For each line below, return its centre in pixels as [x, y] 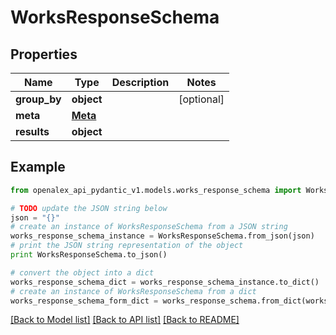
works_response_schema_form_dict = [84, 301]
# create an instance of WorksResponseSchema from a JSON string [149, 227]
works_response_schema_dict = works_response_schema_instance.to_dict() [165, 282]
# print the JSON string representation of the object [127, 246]
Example [38, 167]
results [32, 131]
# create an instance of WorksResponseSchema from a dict [133, 291]
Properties [44, 54]
